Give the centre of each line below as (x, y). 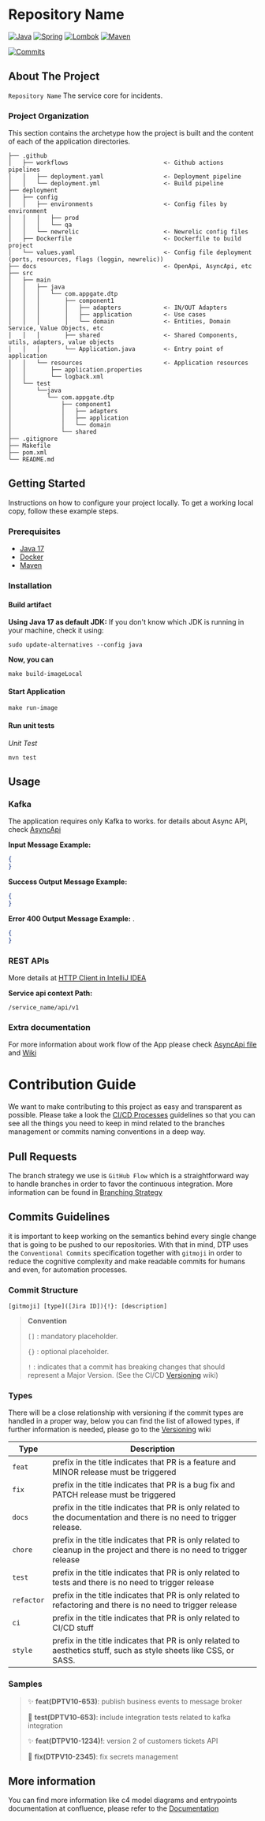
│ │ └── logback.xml (56, 377)
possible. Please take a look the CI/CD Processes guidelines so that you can (132, 1115)
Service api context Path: (50, 993)
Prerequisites (34, 532)
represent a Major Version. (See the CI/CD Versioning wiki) (123, 1375)
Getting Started (47, 484)
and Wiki (22, 1053)
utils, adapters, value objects (61, 342)
